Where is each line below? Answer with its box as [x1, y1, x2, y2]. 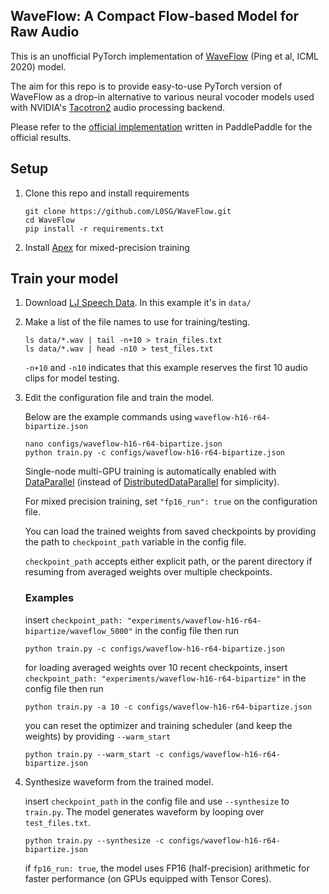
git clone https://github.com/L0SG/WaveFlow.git [24, 206, 232, 216]
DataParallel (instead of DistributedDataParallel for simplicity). [24, 476, 280, 488]
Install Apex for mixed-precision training [24, 241, 190, 253]
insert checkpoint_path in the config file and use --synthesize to [24, 795, 290, 807]
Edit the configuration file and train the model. [24, 392, 215, 404]
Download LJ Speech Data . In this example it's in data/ [24, 297, 252, 309]
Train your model [10, 270, 119, 288]
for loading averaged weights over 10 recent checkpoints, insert [24, 661, 288, 673]
